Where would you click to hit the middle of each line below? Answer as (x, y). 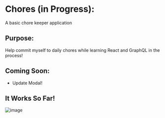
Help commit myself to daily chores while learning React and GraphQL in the (82, 50)
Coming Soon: (28, 71)
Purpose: (19, 38)
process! (14, 55)
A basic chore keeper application (39, 23)
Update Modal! (27, 83)
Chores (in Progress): (50, 9)
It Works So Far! (30, 98)
